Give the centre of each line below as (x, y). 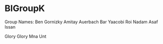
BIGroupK (25, 8)
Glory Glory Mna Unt (26, 36)
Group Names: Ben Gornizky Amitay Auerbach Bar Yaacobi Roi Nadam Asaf (81, 22)
